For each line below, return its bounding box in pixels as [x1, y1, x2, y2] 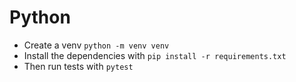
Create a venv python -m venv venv [23, 39, 170, 51]
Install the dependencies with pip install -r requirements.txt [23, 49, 287, 61]
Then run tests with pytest [23, 60, 134, 72]
